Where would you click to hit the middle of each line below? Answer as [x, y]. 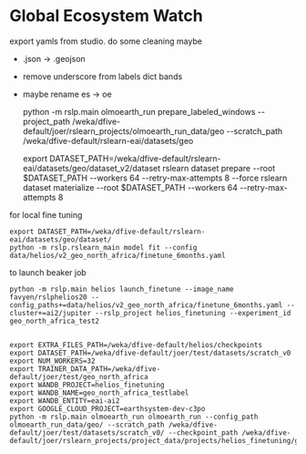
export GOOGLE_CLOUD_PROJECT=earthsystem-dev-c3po [107, 408]
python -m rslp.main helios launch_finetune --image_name [122, 289]
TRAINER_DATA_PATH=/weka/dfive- [99, 369]
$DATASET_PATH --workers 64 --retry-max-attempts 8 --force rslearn [155, 178]
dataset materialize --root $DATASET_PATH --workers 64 [130, 187]
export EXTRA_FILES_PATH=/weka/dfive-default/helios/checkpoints [136, 345]
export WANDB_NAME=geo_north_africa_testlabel [99, 393]
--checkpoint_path [203, 433]
